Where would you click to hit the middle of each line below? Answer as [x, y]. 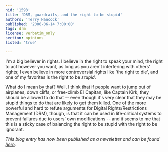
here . [11, 144]
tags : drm [16, 29]
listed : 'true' [21, 43]
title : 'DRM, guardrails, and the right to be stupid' [64, 15]
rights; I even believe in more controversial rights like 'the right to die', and [82, 72]
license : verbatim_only [30, 33]
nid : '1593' [18, 10]
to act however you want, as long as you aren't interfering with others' [78, 66]
